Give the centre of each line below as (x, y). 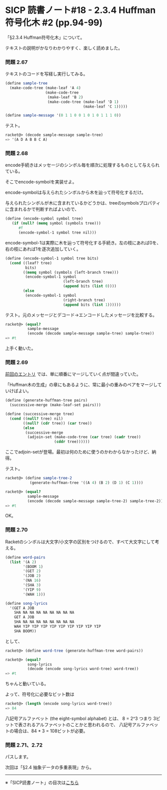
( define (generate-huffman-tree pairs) (46, 400)
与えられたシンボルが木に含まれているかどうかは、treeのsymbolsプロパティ (83, 203)
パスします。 (18, 757)
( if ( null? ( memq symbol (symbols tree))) (56, 224)
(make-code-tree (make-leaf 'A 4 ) (45, 88)
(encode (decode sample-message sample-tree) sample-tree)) (91, 334)
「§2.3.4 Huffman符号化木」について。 (45, 37)
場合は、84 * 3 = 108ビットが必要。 (51, 731)
